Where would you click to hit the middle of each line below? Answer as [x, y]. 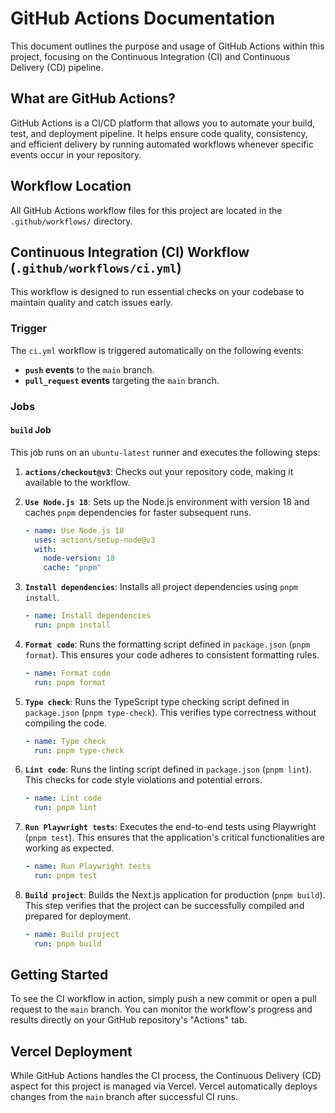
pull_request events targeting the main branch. [122, 380]
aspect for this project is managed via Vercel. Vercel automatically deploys [164, 1086]
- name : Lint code [63, 798]
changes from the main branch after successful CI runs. [124, 1097]
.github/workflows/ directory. [71, 221]
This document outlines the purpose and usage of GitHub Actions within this [167, 46]
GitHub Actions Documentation [143, 18]
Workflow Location [71, 186]
